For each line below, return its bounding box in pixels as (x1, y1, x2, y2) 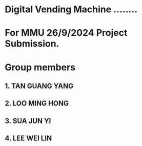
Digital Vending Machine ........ (5, 4, 138, 15)
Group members (5, 61, 75, 73)
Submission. (5, 38, 59, 50)
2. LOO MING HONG (5, 99, 69, 108)
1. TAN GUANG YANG (5, 81, 74, 90)
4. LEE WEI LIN (5, 134, 52, 143)
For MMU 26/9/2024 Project (5, 27, 128, 39)
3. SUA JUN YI (5, 116, 51, 125)
